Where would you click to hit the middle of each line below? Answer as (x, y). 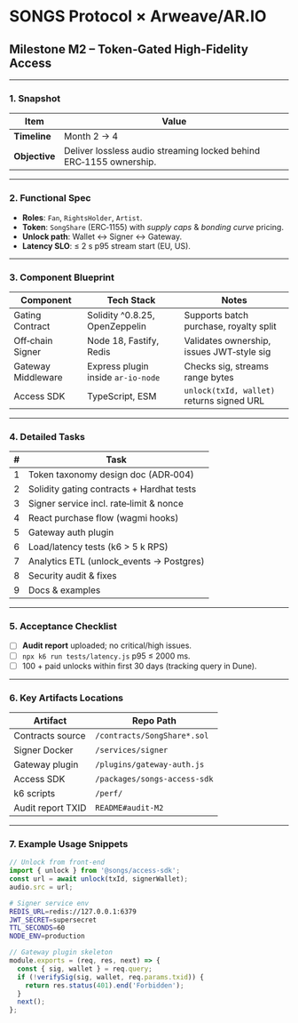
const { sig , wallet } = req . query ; (85, 969)
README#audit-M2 (129, 807)
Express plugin (118, 366)
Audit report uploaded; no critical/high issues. (107, 645)
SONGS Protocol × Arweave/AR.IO (138, 16)
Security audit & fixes (72, 576)
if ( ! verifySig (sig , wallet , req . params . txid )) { (110, 977)
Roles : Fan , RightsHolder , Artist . (82, 217)
